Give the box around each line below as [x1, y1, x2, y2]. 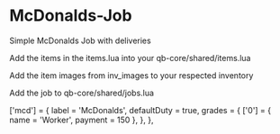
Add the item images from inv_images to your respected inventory [9, 69, 254, 81]
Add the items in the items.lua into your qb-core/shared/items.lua [9, 52, 251, 63]
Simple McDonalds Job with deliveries [9, 35, 151, 46]
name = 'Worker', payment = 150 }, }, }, [9, 114, 154, 125]
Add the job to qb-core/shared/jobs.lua [9, 87, 155, 98]
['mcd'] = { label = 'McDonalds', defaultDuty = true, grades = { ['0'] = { [9, 104, 272, 115]
